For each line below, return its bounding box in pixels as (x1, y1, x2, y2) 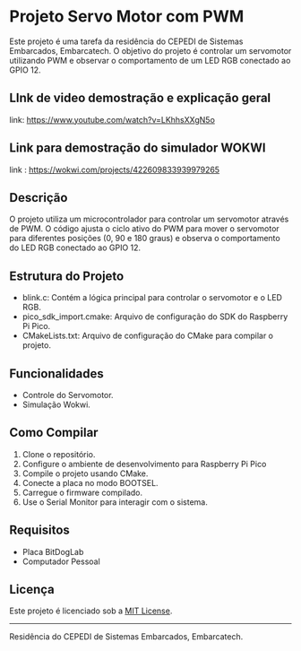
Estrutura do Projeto (9, 268, 125, 283)
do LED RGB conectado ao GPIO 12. (9, 242, 142, 253)
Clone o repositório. (21, 448, 96, 459)
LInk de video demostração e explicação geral (9, 91, 271, 106)
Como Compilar (9, 425, 99, 440)
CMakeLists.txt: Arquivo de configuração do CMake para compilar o (21, 330, 273, 342)
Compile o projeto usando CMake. (21, 468, 149, 479)
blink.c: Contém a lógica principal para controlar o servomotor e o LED (21, 292, 282, 303)
